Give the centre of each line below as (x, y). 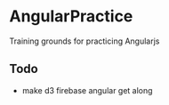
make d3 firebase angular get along (87, 90)
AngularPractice (71, 16)
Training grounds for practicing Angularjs (84, 41)
